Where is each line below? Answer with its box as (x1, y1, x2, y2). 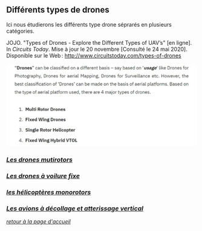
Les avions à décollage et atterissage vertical (6, 204, 144, 212)
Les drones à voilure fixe (6, 172, 80, 180)
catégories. (6, 27, 34, 34)
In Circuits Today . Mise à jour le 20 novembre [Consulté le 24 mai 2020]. (6, 45, 187, 53)
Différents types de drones (6, 5, 110, 15)
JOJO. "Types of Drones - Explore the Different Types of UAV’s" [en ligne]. (6, 39, 192, 46)
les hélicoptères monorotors (6, 187, 91, 196)
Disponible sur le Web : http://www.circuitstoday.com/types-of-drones (6, 51, 181, 59)
